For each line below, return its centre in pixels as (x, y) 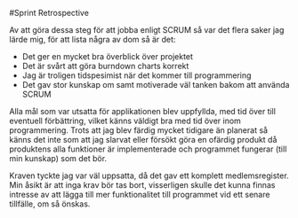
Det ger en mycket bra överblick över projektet (108, 56)
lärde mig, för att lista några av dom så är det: (93, 39)
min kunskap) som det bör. (58, 158)
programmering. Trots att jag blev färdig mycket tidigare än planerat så (139, 130)
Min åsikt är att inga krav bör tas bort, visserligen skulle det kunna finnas (142, 185)
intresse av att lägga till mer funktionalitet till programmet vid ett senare (140, 195)
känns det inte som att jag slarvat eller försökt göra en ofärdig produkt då (143, 140)
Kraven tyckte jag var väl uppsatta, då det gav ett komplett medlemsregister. (149, 175)
